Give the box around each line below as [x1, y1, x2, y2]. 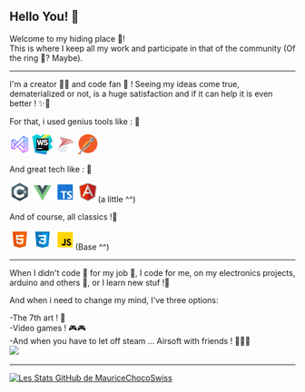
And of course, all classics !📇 [9, 211, 118, 222]
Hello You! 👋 [9, 9, 80, 24]
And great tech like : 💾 [9, 163, 93, 174]
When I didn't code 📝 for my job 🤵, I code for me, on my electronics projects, [9, 267, 296, 278]
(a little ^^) [97, 193, 136, 204]
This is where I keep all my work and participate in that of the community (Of [9, 43, 296, 54]
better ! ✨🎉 [9, 97, 51, 109]
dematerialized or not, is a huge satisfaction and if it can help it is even [9, 88, 273, 99]
